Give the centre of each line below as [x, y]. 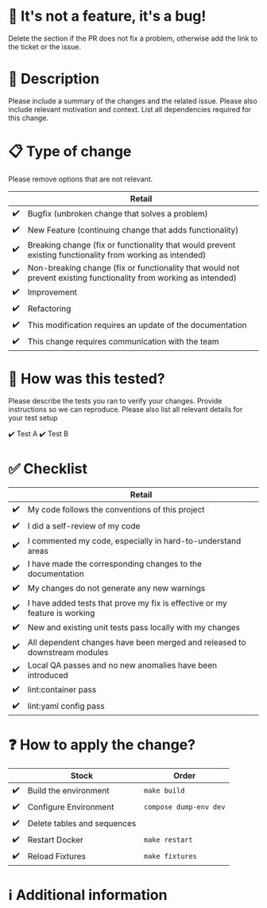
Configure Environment [71, 807]
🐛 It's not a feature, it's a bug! [107, 16]
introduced [48, 675]
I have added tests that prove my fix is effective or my [128, 602]
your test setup [33, 418]
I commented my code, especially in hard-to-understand [134, 540]
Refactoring [49, 309]
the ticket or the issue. [45, 46]
